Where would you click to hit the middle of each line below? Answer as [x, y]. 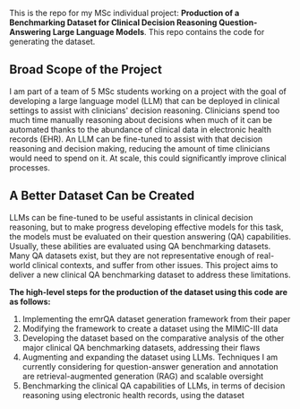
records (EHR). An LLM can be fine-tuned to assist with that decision [136, 139]
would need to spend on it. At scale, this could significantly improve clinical [148, 158]
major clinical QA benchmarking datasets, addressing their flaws [141, 347]
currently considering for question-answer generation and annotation [150, 366]
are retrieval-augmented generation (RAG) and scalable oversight [143, 376]
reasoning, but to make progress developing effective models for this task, [146, 227]
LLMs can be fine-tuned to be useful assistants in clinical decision [131, 217]
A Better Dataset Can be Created [102, 196]
